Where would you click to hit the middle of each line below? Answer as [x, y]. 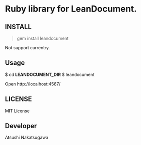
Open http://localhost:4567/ [33, 84]
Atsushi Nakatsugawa [27, 138]
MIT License [17, 111]
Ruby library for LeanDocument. [71, 9]
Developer [21, 126]
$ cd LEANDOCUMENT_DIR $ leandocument [50, 74]
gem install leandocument [43, 38]
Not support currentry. [27, 48]
